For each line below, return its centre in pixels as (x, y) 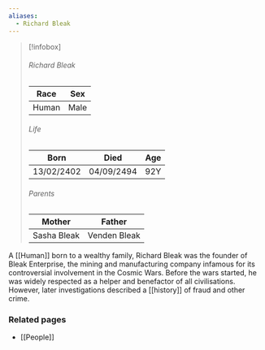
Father (114, 222)
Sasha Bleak (56, 235)
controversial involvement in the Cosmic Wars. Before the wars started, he (133, 273)
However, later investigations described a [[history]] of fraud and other (127, 290)
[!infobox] (45, 46)
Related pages (37, 320)
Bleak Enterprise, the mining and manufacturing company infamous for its (132, 264)
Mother (56, 222)
